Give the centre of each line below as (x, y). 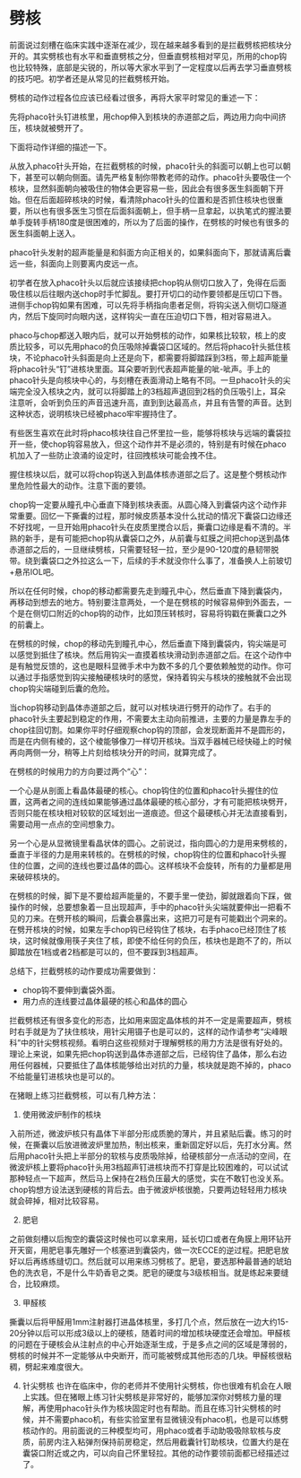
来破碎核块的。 (37, 876)
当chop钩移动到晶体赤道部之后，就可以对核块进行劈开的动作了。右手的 (140, 707)
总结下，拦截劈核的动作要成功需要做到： (84, 970)
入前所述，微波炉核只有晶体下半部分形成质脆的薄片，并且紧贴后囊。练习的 (146, 1133)
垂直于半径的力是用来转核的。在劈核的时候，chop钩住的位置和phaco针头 (144, 854)
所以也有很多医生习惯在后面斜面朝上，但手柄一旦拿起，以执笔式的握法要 (158, 211)
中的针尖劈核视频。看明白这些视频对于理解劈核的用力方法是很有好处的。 (155, 1042)
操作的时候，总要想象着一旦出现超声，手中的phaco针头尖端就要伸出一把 (142, 907)
